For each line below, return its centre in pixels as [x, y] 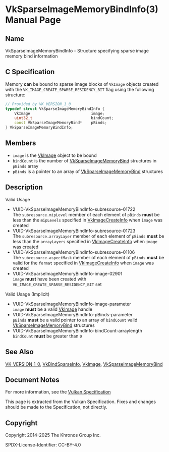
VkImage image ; [60, 114]
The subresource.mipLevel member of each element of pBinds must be [86, 214]
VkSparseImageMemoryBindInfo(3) [82, 9]
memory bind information [32, 56]
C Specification [30, 72]
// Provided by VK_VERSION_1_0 [38, 104]
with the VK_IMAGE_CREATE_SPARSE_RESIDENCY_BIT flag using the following [80, 89]
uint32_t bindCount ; [64, 118]
